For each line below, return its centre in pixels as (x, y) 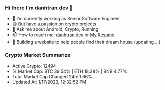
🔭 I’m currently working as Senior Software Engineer (66, 19)
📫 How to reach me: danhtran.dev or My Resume (63, 35)
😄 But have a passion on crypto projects (54, 24)
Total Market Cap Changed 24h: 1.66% (52, 76)
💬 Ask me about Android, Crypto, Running (55, 29)
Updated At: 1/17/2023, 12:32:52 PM (49, 82)
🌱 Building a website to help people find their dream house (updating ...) (86, 42)
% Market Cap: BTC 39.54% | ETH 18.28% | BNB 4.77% (70, 71)
